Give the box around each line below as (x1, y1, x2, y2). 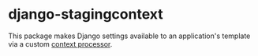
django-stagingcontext (8, 5, 163, 23)
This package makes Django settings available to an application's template (8, 31, 251, 40)
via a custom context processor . (8, 39, 113, 48)
